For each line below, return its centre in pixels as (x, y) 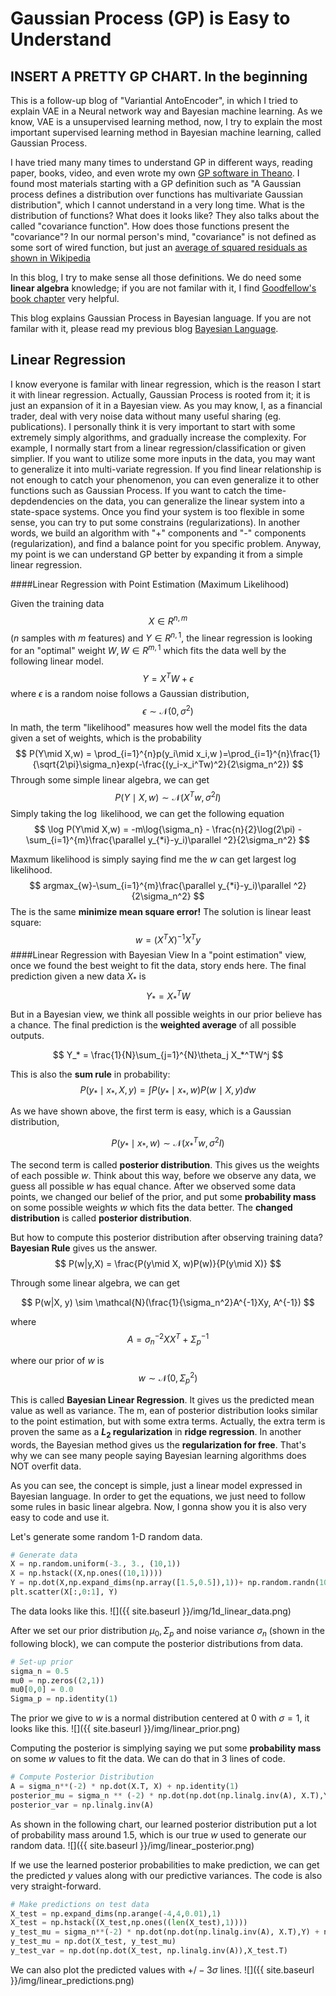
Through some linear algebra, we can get (95, 1283)
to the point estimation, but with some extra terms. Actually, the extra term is (168, 1421)
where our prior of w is (57, 1361)
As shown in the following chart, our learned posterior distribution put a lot (163, 1824)
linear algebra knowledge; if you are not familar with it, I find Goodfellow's (163, 288)
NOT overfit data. (46, 1466)
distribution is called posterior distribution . (101, 1218)
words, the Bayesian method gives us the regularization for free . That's (158, 1444)
